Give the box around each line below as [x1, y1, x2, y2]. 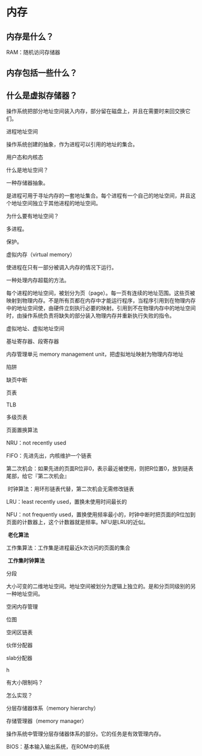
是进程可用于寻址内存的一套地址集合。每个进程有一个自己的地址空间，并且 [6, 192, 191, 199]
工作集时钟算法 [7, 557, 45, 565]
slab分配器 [6, 655, 33, 662]
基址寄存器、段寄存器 [6, 338, 59, 345]
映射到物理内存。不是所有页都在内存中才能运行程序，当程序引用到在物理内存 [6, 297, 196, 304]
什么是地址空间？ [6, 167, 49, 174]
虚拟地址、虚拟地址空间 [6, 325, 64, 332]
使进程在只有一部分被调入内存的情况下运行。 [6, 264, 117, 271]
